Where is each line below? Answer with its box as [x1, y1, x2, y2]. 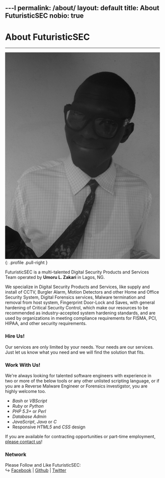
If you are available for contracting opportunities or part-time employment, [5, 433, 156, 439]
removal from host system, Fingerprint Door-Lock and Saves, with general [5, 299, 155, 305]
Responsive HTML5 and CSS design [12, 424, 86, 430]
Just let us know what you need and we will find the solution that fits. [5, 349, 145, 355]
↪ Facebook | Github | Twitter [5, 467, 67, 474]
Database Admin [12, 413, 47, 419]
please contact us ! [5, 439, 43, 445]
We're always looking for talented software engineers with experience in [5, 372, 151, 378]
